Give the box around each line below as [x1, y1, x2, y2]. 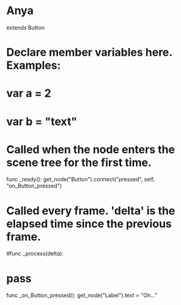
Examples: [6, 59, 61, 72]
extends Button [6, 24, 45, 31]
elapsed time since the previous [6, 217, 172, 230]
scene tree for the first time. [6, 156, 152, 169]
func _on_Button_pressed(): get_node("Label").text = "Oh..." [6, 292, 158, 299]
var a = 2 [6, 86, 51, 100]
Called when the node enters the [6, 142, 175, 156]
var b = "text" [6, 115, 78, 129]
